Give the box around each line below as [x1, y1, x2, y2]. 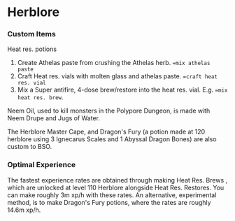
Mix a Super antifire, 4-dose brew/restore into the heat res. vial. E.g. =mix [17, 85, 228, 94]
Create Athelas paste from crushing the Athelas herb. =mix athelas [17, 59, 211, 67]
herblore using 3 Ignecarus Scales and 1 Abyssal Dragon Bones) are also [7, 135, 217, 143]
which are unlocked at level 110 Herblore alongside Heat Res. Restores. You [7, 183, 225, 192]
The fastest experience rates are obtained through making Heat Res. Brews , [7, 176, 228, 184]
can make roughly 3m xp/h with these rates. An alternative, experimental [7, 190, 217, 199]
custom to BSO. [7, 143, 52, 151]
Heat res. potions [7, 45, 57, 53]
